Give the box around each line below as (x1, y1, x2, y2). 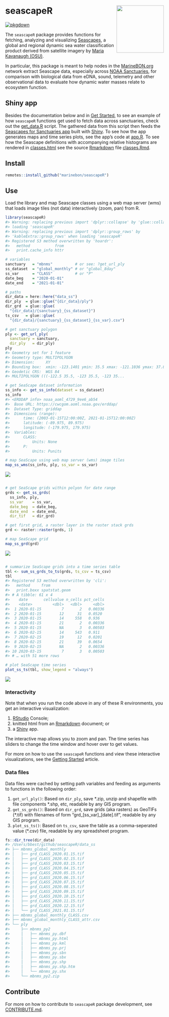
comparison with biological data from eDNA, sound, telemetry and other (5, 73, 154, 79)
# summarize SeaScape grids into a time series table (5, 564, 121, 569)
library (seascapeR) (5, 215, 46, 220)
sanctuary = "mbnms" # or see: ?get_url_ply (5, 262, 125, 267)
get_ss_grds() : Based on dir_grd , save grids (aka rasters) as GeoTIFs (12, 806, 157, 812)
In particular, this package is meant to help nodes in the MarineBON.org (5, 63, 153, 69)
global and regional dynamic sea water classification (5, 42, 114, 48)
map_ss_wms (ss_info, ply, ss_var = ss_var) (5, 463, 98, 468)
